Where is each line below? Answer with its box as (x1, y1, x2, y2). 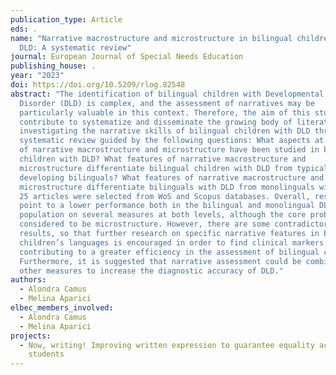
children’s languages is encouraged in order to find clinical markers (19, 237, 325, 248)
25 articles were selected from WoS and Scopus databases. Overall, (19, 191, 311, 201)
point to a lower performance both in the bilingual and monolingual (19, 201, 315, 211)
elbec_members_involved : (10, 303, 114, 313)
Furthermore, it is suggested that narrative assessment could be (19, 256, 302, 266)
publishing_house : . (10, 61, 97, 71)
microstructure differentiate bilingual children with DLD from (19, 163, 293, 173)
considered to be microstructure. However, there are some (19, 219, 271, 230)
